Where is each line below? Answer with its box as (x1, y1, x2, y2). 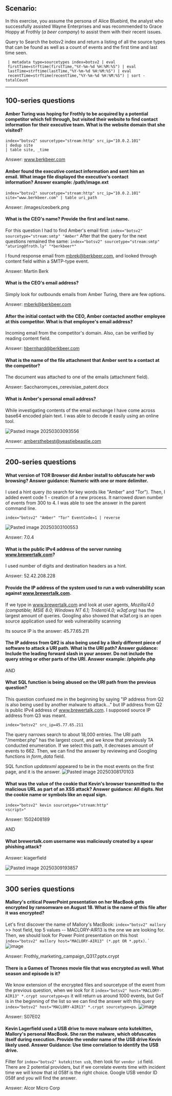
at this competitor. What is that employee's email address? (5, 318, 133, 324)
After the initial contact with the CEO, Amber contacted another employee (5, 313, 165, 319)
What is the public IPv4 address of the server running (5, 546, 122, 552)
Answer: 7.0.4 (5, 534, 34, 540)
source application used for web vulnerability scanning (5, 618, 121, 624)
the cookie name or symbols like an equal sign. (5, 791, 107, 797)
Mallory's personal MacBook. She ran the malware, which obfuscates (5, 1031, 156, 1037)
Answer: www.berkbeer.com (5, 156, 66, 162)
